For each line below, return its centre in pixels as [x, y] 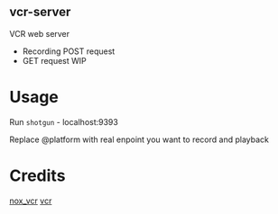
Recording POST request [69, 51]
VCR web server [40, 33]
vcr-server [40, 12]
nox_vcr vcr [31, 201]
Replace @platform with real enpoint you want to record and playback [139, 139]
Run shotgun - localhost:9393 [64, 121]
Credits [37, 175]
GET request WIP [55, 60]
